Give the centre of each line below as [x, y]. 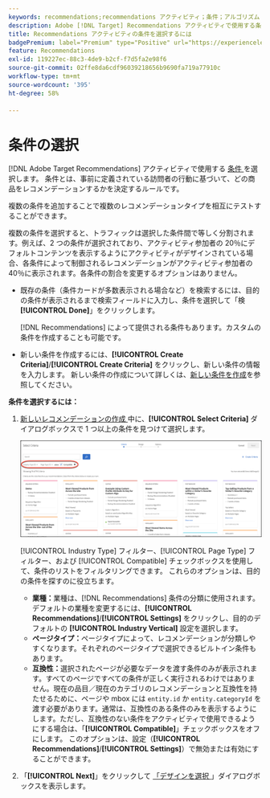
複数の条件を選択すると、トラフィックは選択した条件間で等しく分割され [128, 233]
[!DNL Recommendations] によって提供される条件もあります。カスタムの [140, 327]
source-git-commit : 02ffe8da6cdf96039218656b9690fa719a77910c [115, 68]
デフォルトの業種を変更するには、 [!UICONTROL [112, 608]
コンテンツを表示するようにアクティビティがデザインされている [141, 253]
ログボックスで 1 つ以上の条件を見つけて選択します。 [122, 429]
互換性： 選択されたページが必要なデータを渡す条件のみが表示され [141, 669]
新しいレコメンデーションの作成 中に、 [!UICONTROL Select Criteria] [134, 419]
